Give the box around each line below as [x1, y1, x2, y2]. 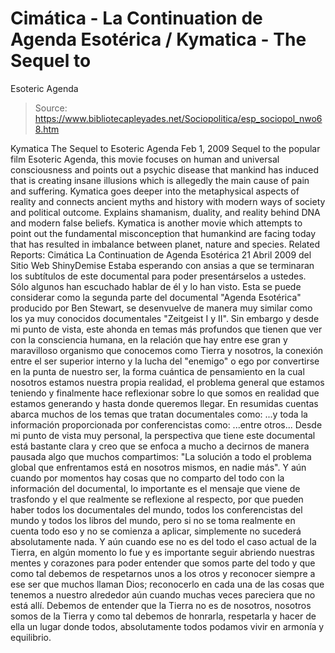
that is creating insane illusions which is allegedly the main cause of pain [10, 174, 310, 186]
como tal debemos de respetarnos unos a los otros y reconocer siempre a [10, 567, 316, 579]
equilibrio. [10, 631, 52, 643]
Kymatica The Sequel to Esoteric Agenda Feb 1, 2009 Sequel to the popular [10, 142, 321, 154]
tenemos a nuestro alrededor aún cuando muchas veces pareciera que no [10, 588, 316, 601]
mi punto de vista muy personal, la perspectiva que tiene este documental [10, 429, 316, 441]
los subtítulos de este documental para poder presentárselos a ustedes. [10, 270, 307, 282]
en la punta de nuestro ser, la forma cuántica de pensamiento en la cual [10, 365, 305, 377]
